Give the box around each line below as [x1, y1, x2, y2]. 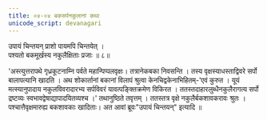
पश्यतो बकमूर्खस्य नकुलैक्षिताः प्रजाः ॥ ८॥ [8, 50, 110, 60]
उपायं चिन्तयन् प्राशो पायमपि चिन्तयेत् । [8, 41, 105, 50]
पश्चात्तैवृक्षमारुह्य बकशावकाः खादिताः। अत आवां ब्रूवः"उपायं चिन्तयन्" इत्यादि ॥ [8, 102, 202, 112]
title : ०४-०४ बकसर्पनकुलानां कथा [8, 11, 100, 20]
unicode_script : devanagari [8, 19, 102, 27]
